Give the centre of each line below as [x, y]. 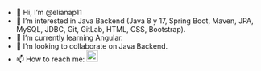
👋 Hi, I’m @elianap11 [49, 12]
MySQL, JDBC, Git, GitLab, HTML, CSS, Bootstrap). [101, 29]
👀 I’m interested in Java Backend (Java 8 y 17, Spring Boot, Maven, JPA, [135, 21]
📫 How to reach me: [50, 59]
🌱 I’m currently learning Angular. [69, 37]
